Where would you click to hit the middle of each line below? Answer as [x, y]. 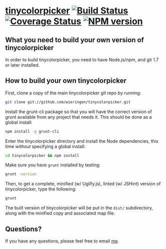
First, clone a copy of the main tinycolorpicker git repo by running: [73, 93]
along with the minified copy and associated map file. [60, 213]
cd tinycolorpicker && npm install [42, 155]
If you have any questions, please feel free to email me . [62, 241]
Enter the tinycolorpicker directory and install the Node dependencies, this [82, 141]
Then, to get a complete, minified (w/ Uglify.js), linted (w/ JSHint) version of [83, 184]
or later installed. [22, 65]
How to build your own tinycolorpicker [66, 81]
